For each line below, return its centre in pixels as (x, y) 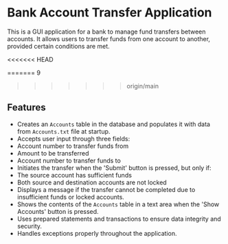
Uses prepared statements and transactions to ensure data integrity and (119, 219)
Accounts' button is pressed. (58, 211)
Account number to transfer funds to (69, 160)
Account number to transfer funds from (73, 146)
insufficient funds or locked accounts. (71, 197)
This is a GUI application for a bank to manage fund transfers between (106, 32)
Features (26, 108)
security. (30, 226)
